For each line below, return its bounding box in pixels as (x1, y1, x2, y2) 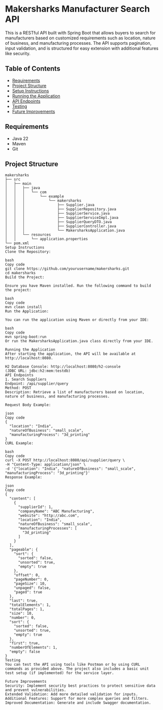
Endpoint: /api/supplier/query (5, 381, 69, 386)
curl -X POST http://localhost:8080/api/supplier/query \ (5, 458, 125, 463)
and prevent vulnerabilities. (5, 688, 67, 692)
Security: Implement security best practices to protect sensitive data (5, 683, 156, 689)
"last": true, (9, 598, 38, 603)
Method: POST (5, 386, 32, 390)
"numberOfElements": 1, (9, 645, 57, 650)
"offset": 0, (14, 573, 40, 578)
